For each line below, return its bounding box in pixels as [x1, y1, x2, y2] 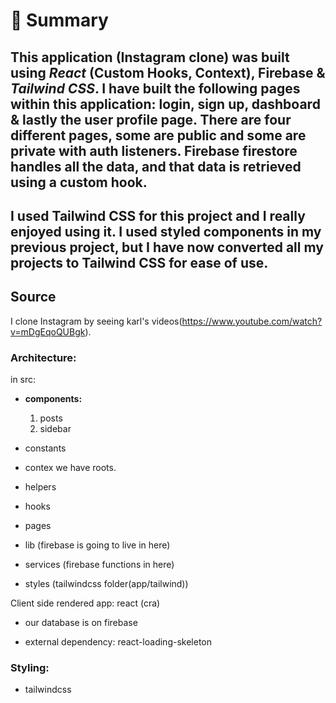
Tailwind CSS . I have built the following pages [10, 80, 301, 97]
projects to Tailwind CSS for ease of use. [10, 254, 269, 271]
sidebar [39, 423, 72, 435]
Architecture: [10, 350, 77, 364]
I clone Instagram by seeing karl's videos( [10, 315, 183, 327]
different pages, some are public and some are [10, 127, 307, 144]
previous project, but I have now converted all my [10, 239, 324, 256]
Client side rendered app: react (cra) [10, 597, 161, 609]
